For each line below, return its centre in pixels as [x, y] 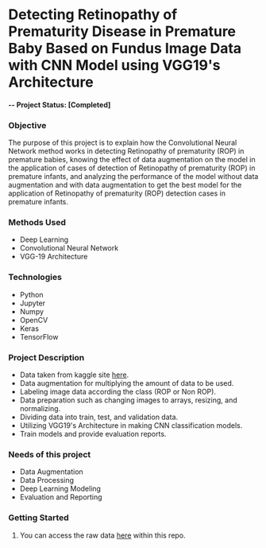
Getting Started [39, 518]
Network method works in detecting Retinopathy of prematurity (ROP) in [126, 151]
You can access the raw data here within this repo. [102, 535]
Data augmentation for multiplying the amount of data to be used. [127, 383]
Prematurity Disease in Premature [122, 31]
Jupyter [33, 303]
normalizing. [40, 408]
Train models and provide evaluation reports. [93, 433]
